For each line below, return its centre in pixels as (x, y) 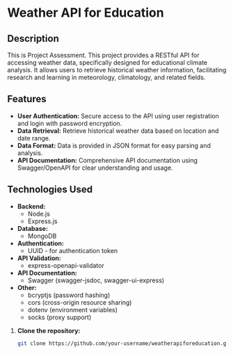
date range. (34, 138)
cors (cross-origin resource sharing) (80, 302)
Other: (27, 287)
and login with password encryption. (70, 123)
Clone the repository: (49, 330)
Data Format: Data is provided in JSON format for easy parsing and (114, 145)
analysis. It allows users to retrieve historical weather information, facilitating (117, 70)
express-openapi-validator (66, 265)
